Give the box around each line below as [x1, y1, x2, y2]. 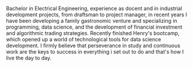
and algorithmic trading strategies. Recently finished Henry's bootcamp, [6, 30, 180, 37]
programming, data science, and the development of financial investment [6, 23, 182, 30]
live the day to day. [6, 55, 51, 61]
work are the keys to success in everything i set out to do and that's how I [6, 48, 184, 55]
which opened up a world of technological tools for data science [6, 36, 161, 43]
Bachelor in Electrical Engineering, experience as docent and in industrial [6, 5, 182, 12]
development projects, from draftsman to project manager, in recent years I [6, 11, 187, 18]
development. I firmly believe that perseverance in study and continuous [6, 42, 181, 49]
